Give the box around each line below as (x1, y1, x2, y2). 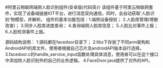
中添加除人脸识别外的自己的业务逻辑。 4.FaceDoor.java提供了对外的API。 (5, 58, 153, 63)
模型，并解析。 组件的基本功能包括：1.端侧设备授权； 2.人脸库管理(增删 (15, 17, 159, 22)
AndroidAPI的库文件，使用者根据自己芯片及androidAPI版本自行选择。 (5, 45, 144, 51)
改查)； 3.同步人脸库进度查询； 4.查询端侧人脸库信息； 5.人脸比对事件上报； (5, 23, 159, 28)
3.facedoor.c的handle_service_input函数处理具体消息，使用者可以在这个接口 (5, 51, 159, 57)
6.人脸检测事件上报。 (5, 29, 48, 34)
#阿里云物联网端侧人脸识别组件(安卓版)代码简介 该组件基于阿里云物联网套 (5, 4, 154, 10)
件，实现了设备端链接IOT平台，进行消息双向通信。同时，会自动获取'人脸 (5, 10, 150, 16)
